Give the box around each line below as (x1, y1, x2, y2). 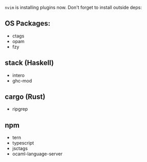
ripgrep (12, 106, 28, 112)
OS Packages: (5, 19, 51, 28)
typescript (12, 140, 34, 146)
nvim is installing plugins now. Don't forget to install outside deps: (5, 5, 142, 10)
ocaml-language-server (12, 151, 62, 157)
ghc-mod (12, 77, 32, 84)
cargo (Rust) (5, 92, 46, 102)
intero (12, 72, 25, 78)
